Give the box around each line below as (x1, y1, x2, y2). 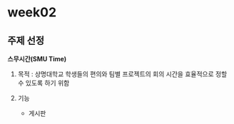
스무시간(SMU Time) (7, 55, 67, 63)
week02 (7, 4, 57, 21)
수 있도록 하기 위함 (17, 79, 70, 87)
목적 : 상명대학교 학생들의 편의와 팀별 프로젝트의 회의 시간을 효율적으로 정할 (17, 70, 228, 78)
